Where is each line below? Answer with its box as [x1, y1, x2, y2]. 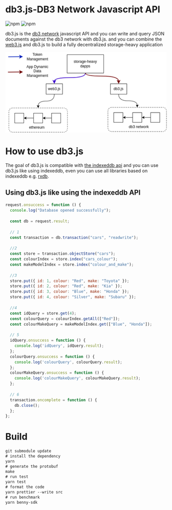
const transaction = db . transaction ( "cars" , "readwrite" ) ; [10, 235, 139, 240]
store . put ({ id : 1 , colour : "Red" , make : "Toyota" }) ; [10, 278, 130, 284]
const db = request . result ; [10, 218, 70, 224]
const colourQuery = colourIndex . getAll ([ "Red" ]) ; [10, 316, 120, 322]
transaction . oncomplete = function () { [10, 397, 97, 403]
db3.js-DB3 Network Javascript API [5, 4, 160, 15]
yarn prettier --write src [5, 489, 63, 495]
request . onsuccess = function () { [5, 202, 81, 207]
